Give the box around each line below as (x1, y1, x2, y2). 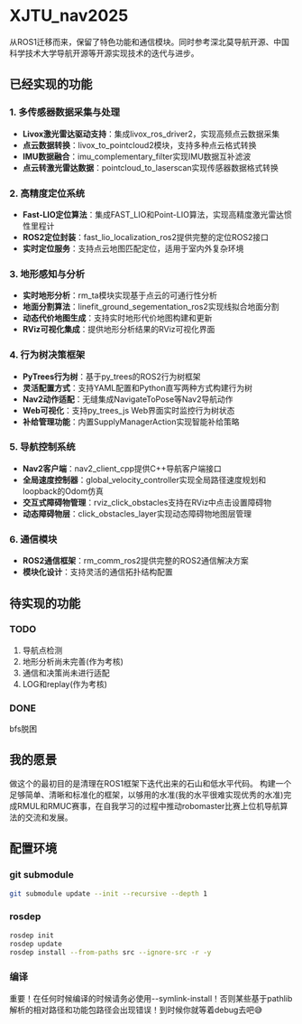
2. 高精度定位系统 (9, 187, 86, 200)
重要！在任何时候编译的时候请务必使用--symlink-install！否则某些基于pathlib (9, 992, 293, 1003)
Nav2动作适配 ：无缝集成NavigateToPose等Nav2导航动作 (22, 394, 233, 405)
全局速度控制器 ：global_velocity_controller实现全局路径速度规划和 (22, 474, 267, 485)
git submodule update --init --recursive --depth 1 (9, 889, 207, 898)
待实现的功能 (9, 595, 81, 610)
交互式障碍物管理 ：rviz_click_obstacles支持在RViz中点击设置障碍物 (22, 497, 272, 507)
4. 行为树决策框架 (9, 349, 86, 361)
